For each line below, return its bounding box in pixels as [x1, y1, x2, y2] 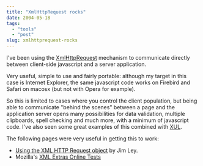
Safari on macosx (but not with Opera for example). [6, 85, 136, 92]
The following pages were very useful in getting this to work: [6, 135, 159, 142]
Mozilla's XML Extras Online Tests [15, 153, 101, 161]
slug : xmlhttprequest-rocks [6, 37, 78, 43]
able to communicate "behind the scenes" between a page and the [6, 104, 175, 110]
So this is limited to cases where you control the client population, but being [6, 97, 197, 104]
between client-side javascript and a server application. [6, 60, 147, 68]
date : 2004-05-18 [6, 15, 51, 21]
